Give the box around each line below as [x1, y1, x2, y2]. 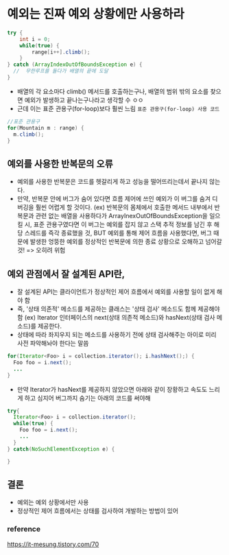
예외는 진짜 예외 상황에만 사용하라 [7, 6, 184, 22]
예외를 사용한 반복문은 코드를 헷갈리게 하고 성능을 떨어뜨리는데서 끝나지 [16, 178, 208, 186]
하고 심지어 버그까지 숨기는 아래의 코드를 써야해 [24, 394, 151, 402]
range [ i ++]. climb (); [32, 49, 91, 56]
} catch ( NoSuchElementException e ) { [7, 445, 115, 453]
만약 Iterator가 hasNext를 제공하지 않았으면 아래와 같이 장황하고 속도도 [16, 385, 208, 393]
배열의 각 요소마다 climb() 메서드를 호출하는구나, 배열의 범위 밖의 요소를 [16, 87, 209, 95]
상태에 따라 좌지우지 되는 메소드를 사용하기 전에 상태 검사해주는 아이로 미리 [16, 331, 217, 339]
